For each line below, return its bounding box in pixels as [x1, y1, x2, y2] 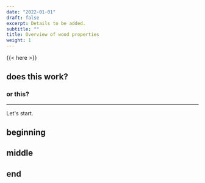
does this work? [6, 71, 68, 82]
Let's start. [6, 109, 34, 117]
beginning [6, 127, 46, 138]
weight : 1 [6, 37, 32, 43]
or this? [6, 90, 29, 98]
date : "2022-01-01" [6, 9, 56, 15]
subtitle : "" [6, 26, 40, 32]
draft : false [6, 15, 40, 21]
